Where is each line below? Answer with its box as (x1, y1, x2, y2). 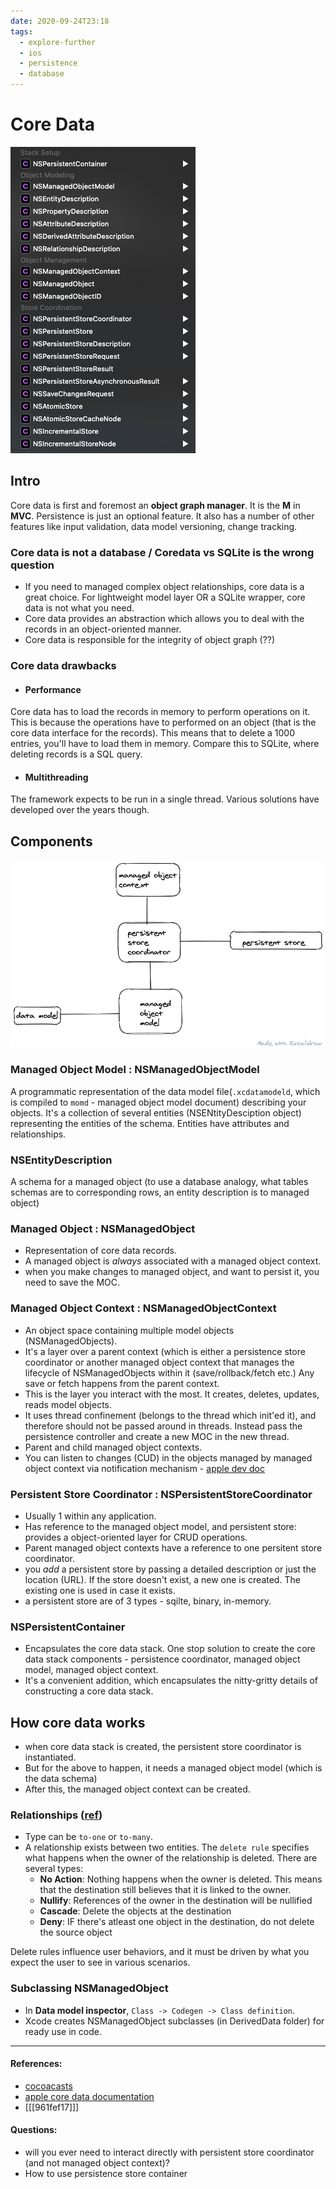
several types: (24, 1863, 84, 1875)
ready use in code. (24, 2025, 102, 2037)
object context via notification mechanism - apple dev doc (24, 1462, 265, 1474)
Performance (24, 683, 82, 695)
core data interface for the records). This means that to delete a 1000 (10, 727, 295, 739)
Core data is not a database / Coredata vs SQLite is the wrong (10, 545, 315, 559)
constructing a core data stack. (24, 1685, 154, 1697)
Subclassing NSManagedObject (10, 1981, 169, 1995)
